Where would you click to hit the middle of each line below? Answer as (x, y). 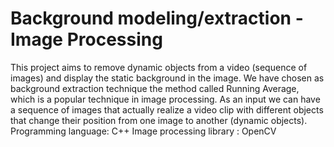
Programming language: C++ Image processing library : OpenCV (143, 131)
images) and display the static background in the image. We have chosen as (167, 78)
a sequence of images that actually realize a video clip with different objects (167, 109)
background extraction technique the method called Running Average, (155, 88)
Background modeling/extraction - (157, 18)
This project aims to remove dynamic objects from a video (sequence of (159, 67)
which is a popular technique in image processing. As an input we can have (165, 99)
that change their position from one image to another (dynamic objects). (159, 120)
